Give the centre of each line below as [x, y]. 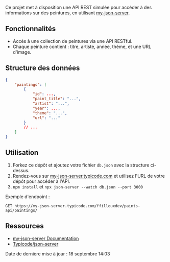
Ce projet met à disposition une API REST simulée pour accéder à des [79, 7]
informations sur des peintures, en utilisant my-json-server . [68, 13]
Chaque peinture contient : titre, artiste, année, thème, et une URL [82, 46]
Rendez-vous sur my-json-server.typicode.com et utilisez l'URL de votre [89, 176]
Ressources [25, 226]
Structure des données [43, 68]
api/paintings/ [21, 210]
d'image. [22, 52]
